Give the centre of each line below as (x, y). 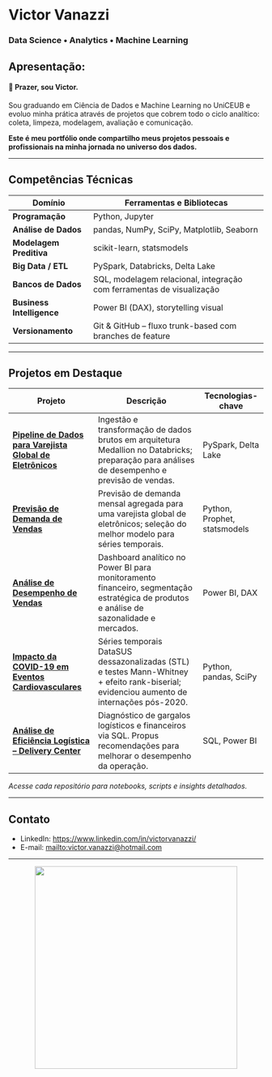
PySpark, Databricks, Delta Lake (154, 266)
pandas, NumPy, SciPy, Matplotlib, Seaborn (176, 229)
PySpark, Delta (231, 445)
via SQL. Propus (129, 736)
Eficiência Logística (51, 741)
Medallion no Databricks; (145, 450)
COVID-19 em (40, 667)
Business (31, 302)
